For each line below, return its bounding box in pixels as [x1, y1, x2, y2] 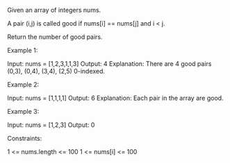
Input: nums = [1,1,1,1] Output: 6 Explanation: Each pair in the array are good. [7, 94, 224, 102]
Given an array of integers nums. [7, 6, 101, 14]
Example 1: [7, 46, 38, 54]
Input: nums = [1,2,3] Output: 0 [7, 121, 95, 129]
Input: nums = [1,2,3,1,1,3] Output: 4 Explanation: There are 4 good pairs [7, 60, 212, 68]
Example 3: [7, 108, 40, 115]
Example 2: [7, 80, 40, 89]
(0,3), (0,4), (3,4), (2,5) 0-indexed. [7, 67, 106, 75]
